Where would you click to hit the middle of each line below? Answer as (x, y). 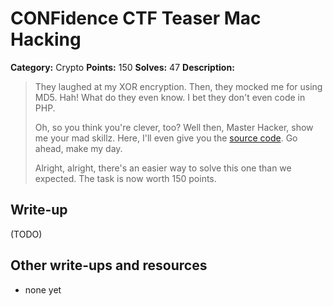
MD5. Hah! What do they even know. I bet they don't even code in (170, 97)
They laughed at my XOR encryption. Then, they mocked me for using (178, 86)
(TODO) (26, 234)
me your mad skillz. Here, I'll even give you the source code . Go (166, 138)
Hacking (46, 39)
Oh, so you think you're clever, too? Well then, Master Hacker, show (174, 127)
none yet (43, 289)
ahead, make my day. (78, 148)
